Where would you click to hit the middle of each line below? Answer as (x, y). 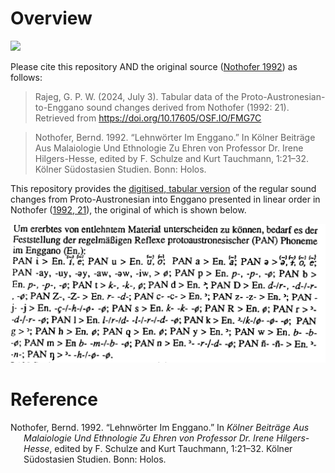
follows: (26, 77)
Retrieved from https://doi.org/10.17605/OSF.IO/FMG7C (148, 118)
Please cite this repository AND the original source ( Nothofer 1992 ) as (154, 66)
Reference (54, 399)
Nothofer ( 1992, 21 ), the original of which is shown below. (128, 209)
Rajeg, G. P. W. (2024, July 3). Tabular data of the (137, 96)
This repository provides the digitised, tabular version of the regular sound (163, 188)
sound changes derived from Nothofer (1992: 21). (188, 107)
